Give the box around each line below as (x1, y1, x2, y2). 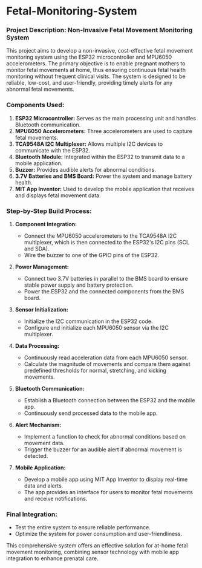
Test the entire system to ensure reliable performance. (15, 524, 151, 531)
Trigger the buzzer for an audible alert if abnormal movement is (24, 446, 183, 453)
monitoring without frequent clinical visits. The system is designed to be (6, 73, 186, 80)
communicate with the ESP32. (15, 146, 91, 154)
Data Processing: (15, 342, 59, 350)
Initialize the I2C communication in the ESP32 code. (24, 318, 153, 325)
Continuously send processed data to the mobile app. (24, 410, 158, 417)
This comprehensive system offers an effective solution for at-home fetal (6, 542, 189, 549)
